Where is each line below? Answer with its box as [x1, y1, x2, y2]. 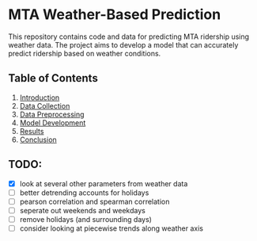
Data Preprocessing [19, 109, 85, 119]
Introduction [19, 93, 60, 102]
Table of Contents [8, 71, 99, 85]
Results [19, 126, 44, 136]
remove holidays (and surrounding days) [19, 214, 153, 224]
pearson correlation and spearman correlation [19, 197, 170, 206]
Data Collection [19, 101, 70, 110]
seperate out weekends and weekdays [19, 205, 146, 215]
